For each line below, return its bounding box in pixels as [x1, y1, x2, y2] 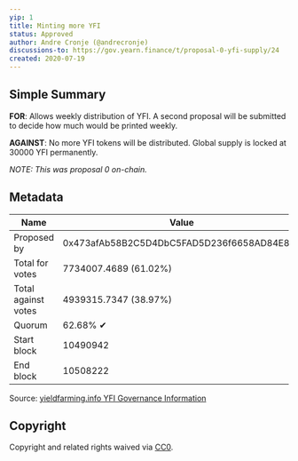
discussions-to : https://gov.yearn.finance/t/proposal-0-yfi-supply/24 [9, 46, 279, 55]
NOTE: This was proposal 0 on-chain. [9, 163, 148, 174]
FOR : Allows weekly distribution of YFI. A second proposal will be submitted [9, 110, 286, 121]
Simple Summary [9, 87, 106, 102]
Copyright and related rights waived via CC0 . [9, 441, 174, 453]
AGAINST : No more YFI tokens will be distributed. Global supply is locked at [9, 137, 286, 147]
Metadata [9, 190, 64, 205]
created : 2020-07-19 [9, 54, 86, 63]
